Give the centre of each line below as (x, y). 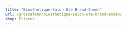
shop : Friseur (20, 19)
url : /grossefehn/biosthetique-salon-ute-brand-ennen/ (64, 14)
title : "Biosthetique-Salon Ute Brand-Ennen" (53, 10)
